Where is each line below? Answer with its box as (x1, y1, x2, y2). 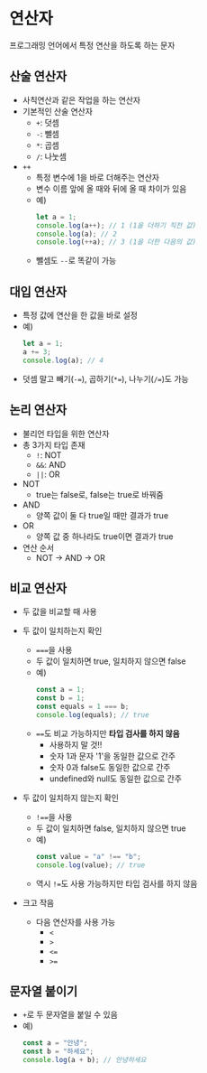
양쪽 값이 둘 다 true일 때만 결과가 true (35, 509, 169, 520)
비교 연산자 (9, 580, 67, 596)
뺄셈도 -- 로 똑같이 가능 (35, 255, 117, 266)
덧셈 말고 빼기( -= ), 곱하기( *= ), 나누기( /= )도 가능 (22, 373, 189, 384)
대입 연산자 (9, 284, 67, 299)
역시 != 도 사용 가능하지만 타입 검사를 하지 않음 (35, 878, 198, 889)
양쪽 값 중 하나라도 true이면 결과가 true (35, 530, 174, 542)
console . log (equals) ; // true (35, 710, 150, 719)
